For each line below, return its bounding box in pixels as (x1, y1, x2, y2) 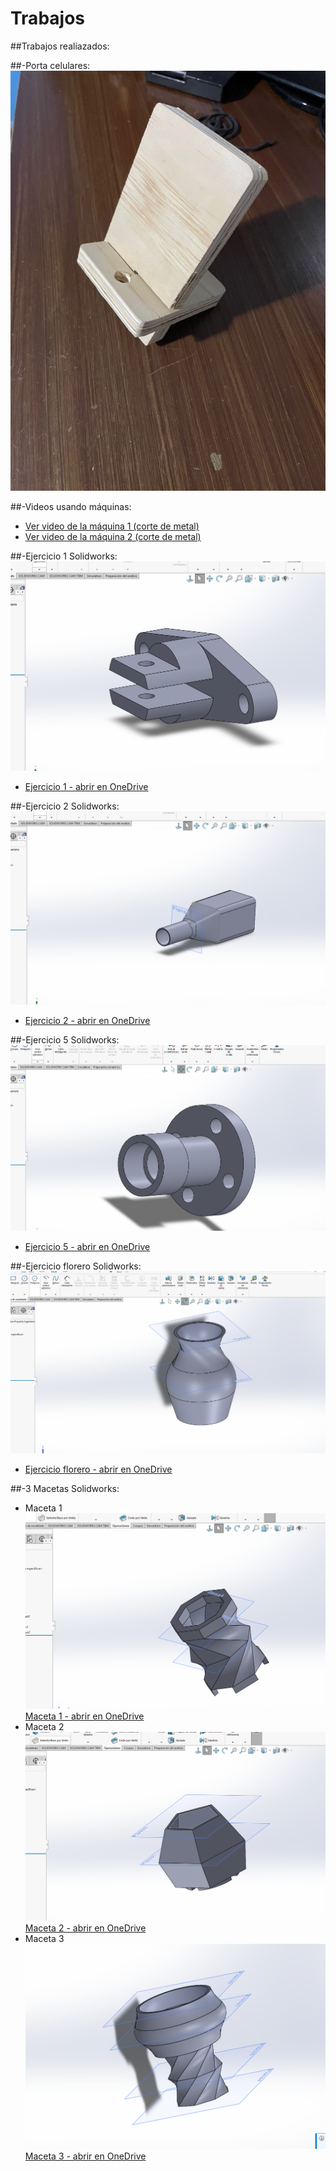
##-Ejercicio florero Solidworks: (10, 1260, 142, 1272)
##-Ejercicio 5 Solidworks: (10, 1034, 120, 1046)
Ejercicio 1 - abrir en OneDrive (24, 781, 149, 793)
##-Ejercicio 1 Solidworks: (10, 550, 118, 562)
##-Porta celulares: (10, 59, 91, 71)
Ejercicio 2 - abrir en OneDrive (24, 1015, 151, 1027)
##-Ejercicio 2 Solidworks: (10, 800, 120, 812)
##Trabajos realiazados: (10, 40, 110, 52)
